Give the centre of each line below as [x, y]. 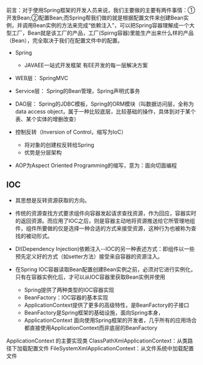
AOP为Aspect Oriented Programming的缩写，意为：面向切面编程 [96, 165]
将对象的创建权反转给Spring [59, 145]
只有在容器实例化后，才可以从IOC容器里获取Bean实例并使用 [90, 277]
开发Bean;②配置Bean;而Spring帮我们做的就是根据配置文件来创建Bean [95, 18]
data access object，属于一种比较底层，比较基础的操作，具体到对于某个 [105, 111]
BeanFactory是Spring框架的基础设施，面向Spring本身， [94, 312]
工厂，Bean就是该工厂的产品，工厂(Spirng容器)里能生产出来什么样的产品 [103, 33]
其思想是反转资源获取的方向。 [52, 200]
